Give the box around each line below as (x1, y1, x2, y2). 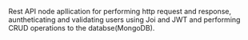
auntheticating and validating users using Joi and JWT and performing (8, 15, 241, 24)
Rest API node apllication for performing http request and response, (8, 7, 232, 16)
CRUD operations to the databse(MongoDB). (8, 24, 155, 32)
